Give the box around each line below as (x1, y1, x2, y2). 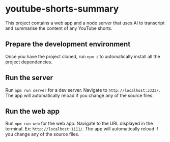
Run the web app (5, 107, 60, 116)
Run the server (5, 74, 53, 82)
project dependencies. (5, 59, 52, 65)
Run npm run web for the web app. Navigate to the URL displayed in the (5, 120, 153, 127)
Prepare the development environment (5, 40, 131, 49)
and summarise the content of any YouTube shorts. (5, 25, 113, 31)
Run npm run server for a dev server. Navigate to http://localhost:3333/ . (5, 87, 160, 93)
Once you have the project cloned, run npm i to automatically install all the (5, 53, 160, 59)
